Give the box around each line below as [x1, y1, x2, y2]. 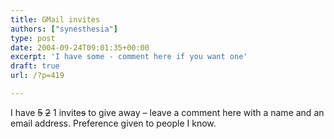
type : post [10, 33, 56, 43]
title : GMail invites [10, 14, 101, 25]
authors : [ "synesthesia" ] [10, 24, 118, 34]
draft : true [10, 61, 60, 71]
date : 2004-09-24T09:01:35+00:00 [10, 42, 150, 53]
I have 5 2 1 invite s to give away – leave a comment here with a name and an [10, 106, 325, 118]
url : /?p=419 [10, 71, 65, 81]
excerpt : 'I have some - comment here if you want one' [10, 52, 248, 62]
